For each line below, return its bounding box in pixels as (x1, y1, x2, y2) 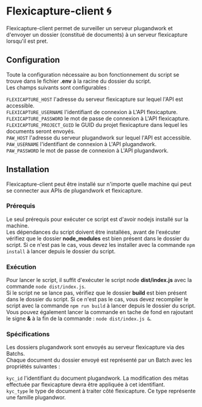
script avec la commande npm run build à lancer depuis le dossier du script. (6, 302, 196, 309)
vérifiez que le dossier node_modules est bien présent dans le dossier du (6, 234, 190, 242)
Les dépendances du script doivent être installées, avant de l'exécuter (6, 228, 181, 236)
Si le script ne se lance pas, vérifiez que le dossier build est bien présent (6, 289, 187, 296)
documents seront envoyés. (6, 127, 75, 135)
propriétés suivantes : (6, 363, 60, 370)
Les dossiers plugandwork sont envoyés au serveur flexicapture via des (6, 344, 185, 351)
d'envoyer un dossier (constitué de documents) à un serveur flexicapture (6, 31, 188, 38)
